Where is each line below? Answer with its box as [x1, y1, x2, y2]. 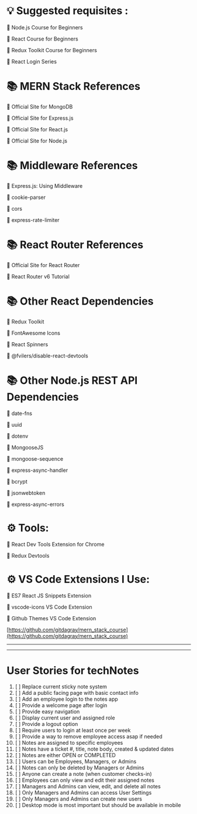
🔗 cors [6, 205, 23, 212]
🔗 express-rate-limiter [6, 216, 60, 224]
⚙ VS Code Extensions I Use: [6, 572, 150, 586]
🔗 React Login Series [6, 58, 57, 65]
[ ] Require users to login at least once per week [15, 727, 131, 734]
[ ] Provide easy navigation [15, 708, 80, 715]
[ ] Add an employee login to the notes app [15, 695, 119, 702]
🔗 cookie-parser [6, 194, 46, 201]
